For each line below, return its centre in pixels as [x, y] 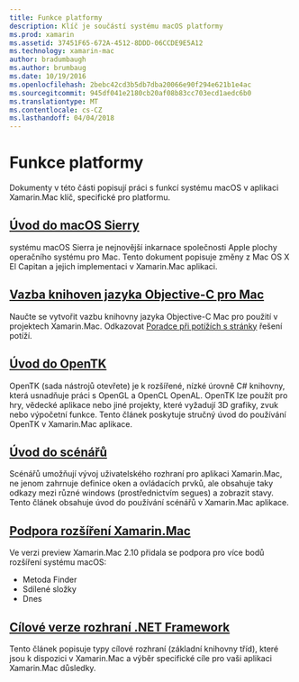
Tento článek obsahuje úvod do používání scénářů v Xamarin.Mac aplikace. [149, 503]
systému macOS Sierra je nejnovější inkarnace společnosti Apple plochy [143, 247]
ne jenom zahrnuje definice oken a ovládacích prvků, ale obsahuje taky [141, 484]
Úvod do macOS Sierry [74, 226]
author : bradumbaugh [48, 59]
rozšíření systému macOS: [58, 562]
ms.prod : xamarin [42, 34]
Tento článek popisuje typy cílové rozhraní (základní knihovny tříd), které [144, 649]
